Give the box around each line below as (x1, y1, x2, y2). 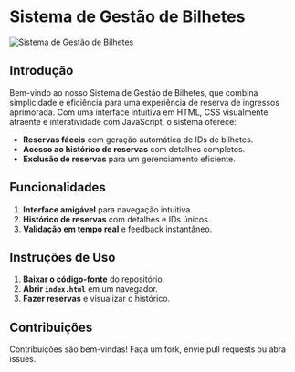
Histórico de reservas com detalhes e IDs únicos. (22, 213, 211, 224)
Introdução (9, 63, 74, 78)
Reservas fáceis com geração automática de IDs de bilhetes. (22, 134, 254, 145)
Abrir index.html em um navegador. (22, 284, 158, 294)
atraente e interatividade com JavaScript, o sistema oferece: (9, 116, 237, 127)
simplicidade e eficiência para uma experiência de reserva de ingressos (9, 97, 280, 108)
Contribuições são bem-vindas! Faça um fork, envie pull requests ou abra (9, 344, 286, 355)
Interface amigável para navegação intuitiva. (22, 203, 194, 215)
